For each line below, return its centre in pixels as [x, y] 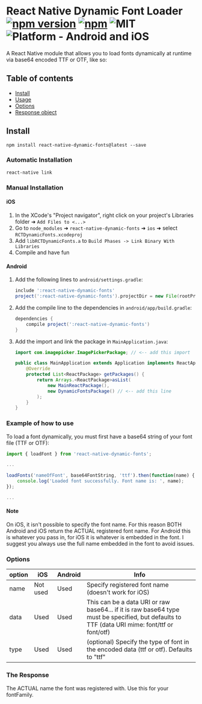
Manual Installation [35, 188]
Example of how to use [40, 423]
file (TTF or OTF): [28, 442]
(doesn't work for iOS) [118, 592]
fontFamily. [20, 694]
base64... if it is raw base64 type [133, 610]
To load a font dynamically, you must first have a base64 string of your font [99, 436]
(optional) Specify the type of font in [138, 642]
